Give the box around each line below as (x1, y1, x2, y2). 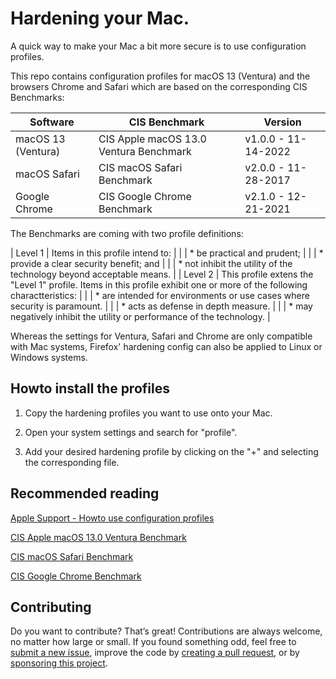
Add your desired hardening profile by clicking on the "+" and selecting (24, 445, 319, 457)
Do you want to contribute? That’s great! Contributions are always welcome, (10, 625, 323, 637)
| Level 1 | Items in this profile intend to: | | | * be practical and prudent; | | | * (10, 247, 324, 259)
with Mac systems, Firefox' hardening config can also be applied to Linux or (10, 340, 323, 352)
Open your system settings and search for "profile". (24, 426, 238, 438)
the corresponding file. (24, 456, 120, 468)
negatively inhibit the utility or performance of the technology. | (10, 310, 271, 322)
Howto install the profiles (10, 380, 170, 397)
